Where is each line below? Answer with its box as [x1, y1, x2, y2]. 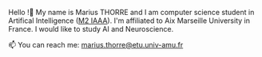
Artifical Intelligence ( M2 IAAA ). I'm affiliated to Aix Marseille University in [8, 16, 250, 25]
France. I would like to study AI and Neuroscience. [8, 25, 174, 33]
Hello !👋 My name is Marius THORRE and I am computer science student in [8, 8, 255, 17]
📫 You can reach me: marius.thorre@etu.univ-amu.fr [8, 40, 184, 49]
